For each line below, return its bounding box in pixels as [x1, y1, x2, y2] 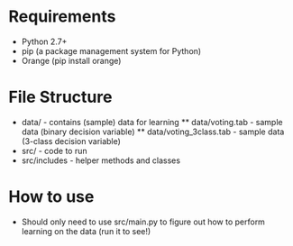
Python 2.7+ [21, 36, 68, 47]
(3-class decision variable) [21, 135, 121, 146]
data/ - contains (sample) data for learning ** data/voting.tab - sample [21, 116, 283, 127]
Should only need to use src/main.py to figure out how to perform [21, 216, 265, 227]
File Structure [8, 87, 113, 107]
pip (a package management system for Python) [21, 45, 202, 56]
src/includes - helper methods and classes [21, 155, 181, 166]
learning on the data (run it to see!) [21, 225, 151, 236]
